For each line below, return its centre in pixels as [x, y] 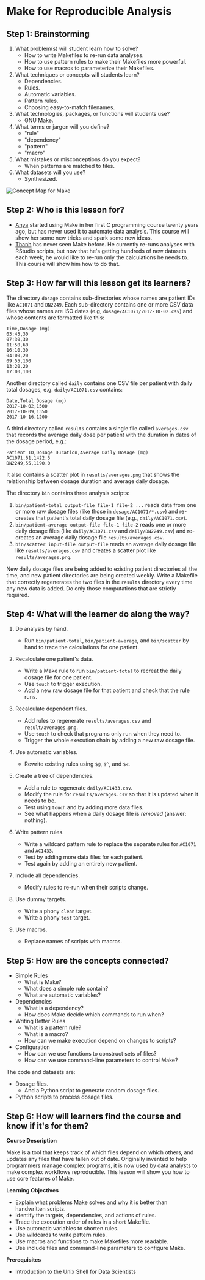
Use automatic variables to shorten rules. [67, 1229]
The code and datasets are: [41, 1072]
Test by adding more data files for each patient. [84, 857]
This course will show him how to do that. [67, 264]
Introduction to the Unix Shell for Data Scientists [75, 1272]
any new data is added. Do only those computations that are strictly [91, 588]
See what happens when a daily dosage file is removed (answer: [105, 814]
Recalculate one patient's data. [54, 659]
